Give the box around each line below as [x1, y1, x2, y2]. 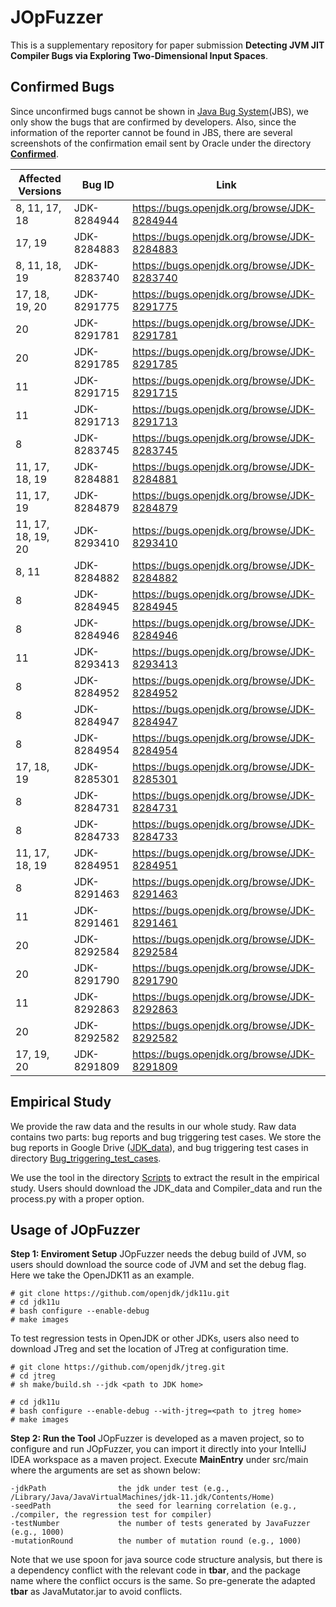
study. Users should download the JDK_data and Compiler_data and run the [10, 1182, 323, 1194]
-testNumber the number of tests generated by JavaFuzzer [10, 1519, 311, 1529]
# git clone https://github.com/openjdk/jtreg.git [10, 1362, 226, 1373]
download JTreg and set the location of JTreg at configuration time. [10, 1343, 289, 1355]
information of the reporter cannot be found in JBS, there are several [10, 126, 293, 138]
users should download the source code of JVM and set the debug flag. [10, 1259, 307, 1271]
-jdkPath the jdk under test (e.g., [10, 1484, 230, 1494]
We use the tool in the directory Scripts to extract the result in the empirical [10, 1171, 320, 1183]
